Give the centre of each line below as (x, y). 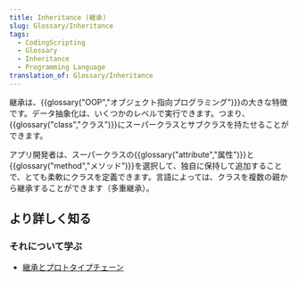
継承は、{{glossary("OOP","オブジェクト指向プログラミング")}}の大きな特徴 (149, 102)
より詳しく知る (50, 219)
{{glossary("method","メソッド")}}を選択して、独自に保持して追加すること (146, 165)
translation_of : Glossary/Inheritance (81, 76)
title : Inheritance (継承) (58, 17)
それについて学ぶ (46, 246)
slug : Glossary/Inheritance (62, 26)
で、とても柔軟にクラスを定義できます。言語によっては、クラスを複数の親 (145, 177)
